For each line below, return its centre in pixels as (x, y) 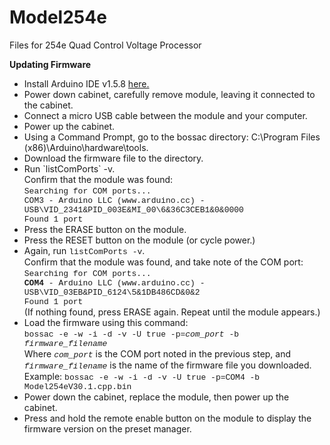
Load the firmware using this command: (106, 322)
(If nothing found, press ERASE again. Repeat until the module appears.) (172, 312)
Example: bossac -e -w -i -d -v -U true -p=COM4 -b (142, 376)
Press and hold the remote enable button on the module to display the (167, 418)
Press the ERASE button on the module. (105, 229)
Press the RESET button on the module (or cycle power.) (139, 240)
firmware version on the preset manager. (107, 428)
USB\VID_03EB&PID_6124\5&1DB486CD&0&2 (112, 292)
